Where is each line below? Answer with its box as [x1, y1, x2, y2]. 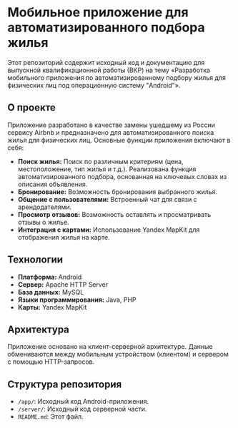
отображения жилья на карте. [17, 233, 110, 241]
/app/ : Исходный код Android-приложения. [17, 397, 149, 406]
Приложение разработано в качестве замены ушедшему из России [7, 121, 216, 129]
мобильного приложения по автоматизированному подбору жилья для [7, 73, 227, 82]
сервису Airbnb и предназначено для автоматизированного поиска [7, 128, 214, 136]
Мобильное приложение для [7, 4, 189, 21]
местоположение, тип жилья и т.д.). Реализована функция [17, 165, 197, 173]
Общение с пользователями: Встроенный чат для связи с [17, 195, 198, 203]
